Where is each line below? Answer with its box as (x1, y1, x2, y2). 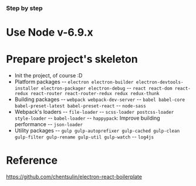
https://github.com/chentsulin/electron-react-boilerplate (6, 173, 143, 180)
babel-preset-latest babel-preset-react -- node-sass (14, 102, 147, 109)
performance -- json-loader (14, 121, 83, 128)
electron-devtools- (136, 79, 184, 86)
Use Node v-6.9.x (6, 26, 94, 39)
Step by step (6, 4, 43, 12)
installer (14, 86, 39, 92)
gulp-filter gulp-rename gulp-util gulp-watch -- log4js (14, 133, 154, 140)
